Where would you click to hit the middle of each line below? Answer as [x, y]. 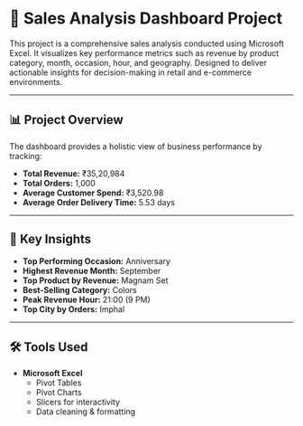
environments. [36, 81]
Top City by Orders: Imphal [73, 309]
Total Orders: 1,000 [59, 183]
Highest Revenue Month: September [92, 270]
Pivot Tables [59, 383]
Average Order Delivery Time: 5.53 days [99, 202]
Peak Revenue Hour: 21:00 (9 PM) [86, 299]
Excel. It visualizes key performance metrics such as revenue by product [144, 52]
